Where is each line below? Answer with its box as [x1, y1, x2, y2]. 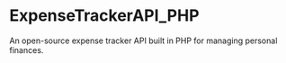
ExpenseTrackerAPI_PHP [9, 5, 200, 26]
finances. [9, 44, 44, 55]
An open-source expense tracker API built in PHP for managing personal [9, 35, 278, 46]
